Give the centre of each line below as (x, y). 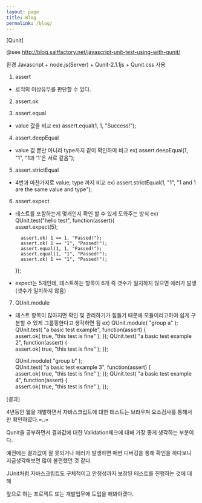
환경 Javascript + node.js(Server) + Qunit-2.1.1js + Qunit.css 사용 (86, 65)
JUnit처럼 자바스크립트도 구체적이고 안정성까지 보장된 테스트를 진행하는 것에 (96, 473)
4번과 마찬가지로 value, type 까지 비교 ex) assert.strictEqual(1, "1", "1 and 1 (106, 183)
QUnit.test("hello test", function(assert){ (65, 221)
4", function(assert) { (41, 380)
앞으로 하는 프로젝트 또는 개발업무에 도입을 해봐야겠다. (70, 494)
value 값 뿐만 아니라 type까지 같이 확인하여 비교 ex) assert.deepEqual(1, (102, 150)
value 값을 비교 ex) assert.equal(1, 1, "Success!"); (76, 126)
